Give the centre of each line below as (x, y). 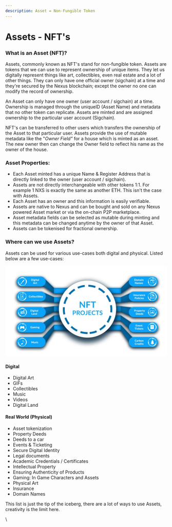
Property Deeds (30, 434)
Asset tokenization (32, 428)
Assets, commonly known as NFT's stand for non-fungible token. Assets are (86, 64)
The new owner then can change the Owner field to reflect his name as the (85, 144)
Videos (20, 400)
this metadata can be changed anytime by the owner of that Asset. (83, 223)
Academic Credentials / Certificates (51, 461)
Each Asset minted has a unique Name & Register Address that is (81, 174)
